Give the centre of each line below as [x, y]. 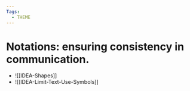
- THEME [21, 17]
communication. [48, 59]
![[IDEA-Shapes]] [36, 76]
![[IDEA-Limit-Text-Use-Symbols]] [56, 82]
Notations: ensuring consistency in [95, 47]
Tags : [13, 12]
